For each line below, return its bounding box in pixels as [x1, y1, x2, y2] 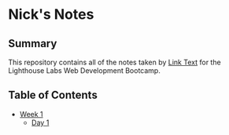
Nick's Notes [8, 5, 94, 24]
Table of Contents [8, 89, 98, 102]
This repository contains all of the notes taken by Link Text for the [8, 57, 222, 67]
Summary [8, 37, 57, 50]
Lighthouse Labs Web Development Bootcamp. [8, 66, 161, 75]
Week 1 [19, 109, 43, 119]
